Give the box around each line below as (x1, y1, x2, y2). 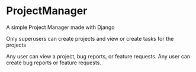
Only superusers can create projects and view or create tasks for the (6, 35, 174, 42)
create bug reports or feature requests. (6, 59, 102, 66)
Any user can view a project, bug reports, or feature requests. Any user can (6, 53, 191, 60)
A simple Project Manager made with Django (6, 24, 115, 31)
